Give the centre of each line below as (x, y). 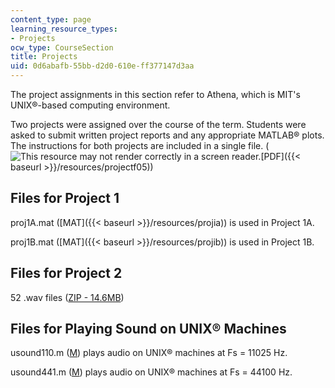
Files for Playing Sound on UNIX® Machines (148, 329)
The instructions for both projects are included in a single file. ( (140, 145)
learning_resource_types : (64, 29)
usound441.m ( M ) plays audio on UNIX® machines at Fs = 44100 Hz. (151, 372)
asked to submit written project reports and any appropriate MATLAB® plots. (167, 135)
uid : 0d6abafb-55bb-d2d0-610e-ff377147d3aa (102, 66)
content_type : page (51, 19)
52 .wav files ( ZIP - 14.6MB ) (67, 297)
